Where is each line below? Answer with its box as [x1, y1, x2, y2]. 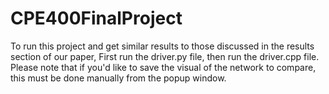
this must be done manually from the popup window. [10, 72, 227, 84]
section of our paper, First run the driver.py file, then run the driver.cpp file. [10, 50, 320, 62]
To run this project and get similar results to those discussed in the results [10, 40, 315, 52]
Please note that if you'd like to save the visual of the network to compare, [10, 61, 317, 73]
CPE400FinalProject [10, 7, 183, 30]
